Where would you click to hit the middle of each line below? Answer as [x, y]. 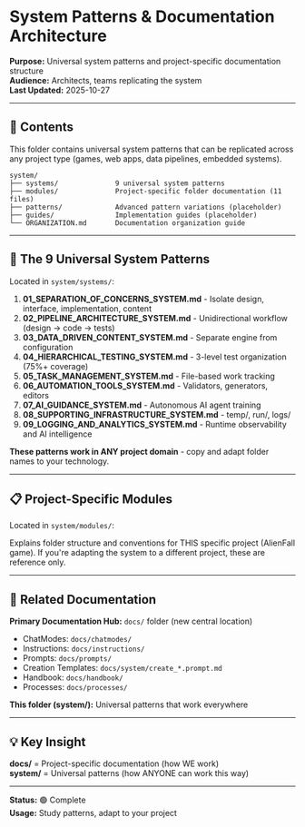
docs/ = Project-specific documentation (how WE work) [114, 763]
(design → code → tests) [69, 328]
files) [22, 199]
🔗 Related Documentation [83, 600]
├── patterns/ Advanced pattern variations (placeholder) [146, 207]
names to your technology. [59, 461]
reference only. [38, 562]
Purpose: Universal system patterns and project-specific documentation [145, 61]
